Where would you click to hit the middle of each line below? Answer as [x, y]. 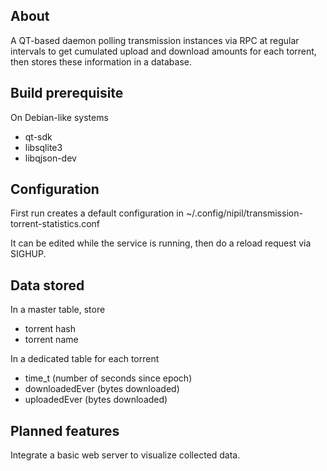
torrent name [51, 340]
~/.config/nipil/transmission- [244, 213]
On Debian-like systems [59, 117]
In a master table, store [58, 310]
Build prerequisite [67, 93]
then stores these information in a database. [101, 61]
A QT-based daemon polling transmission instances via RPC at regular [155, 40]
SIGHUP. [28, 254]
